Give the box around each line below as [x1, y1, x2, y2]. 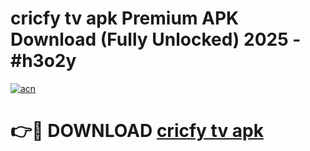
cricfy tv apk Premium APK [10, 7, 240, 30]
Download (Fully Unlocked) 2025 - [10, 28, 302, 51]
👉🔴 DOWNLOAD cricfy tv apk [10, 120, 265, 142]
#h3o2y [10, 50, 77, 72]
